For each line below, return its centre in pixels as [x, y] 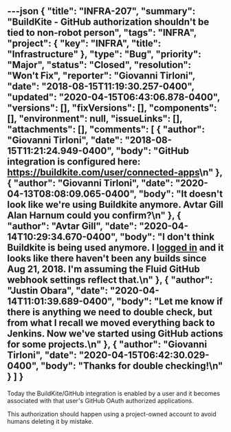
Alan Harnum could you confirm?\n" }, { [94, 216]
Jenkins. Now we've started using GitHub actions [115, 334]
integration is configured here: [74, 162]
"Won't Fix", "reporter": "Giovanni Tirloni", [101, 76]
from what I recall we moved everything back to [111, 323]
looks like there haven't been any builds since [107, 258]
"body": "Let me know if [170, 302]
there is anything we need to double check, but [110, 312]
